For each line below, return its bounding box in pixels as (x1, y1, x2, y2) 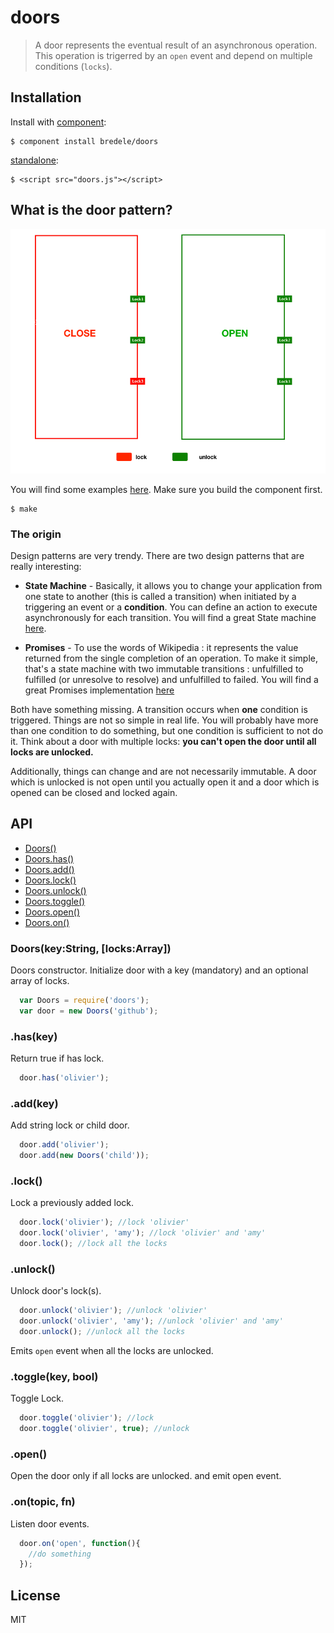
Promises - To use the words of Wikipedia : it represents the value (24, 642, 299, 654)
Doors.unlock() (24, 884, 87, 896)
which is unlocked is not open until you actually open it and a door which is (10, 776, 320, 788)
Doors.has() (24, 852, 75, 865)
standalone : (10, 154, 59, 166)
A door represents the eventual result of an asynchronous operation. (34, 39, 318, 51)
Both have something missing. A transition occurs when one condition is (10, 704, 308, 716)
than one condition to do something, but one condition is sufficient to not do (10, 725, 324, 737)
